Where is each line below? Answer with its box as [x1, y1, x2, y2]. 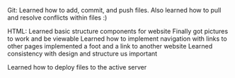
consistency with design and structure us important [7, 49, 158, 58]
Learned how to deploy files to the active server [7, 63, 147, 71]
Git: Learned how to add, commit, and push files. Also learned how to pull [7, 6, 222, 14]
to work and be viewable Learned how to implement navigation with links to [7, 34, 228, 43]
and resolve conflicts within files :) [7, 13, 108, 22]
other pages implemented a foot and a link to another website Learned [7, 42, 213, 50]
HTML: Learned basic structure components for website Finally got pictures [7, 27, 229, 35]
